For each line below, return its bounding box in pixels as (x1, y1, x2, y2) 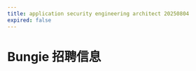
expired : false (7, 17, 52, 24)
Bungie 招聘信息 (7, 49, 101, 65)
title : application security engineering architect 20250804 (7, 10, 190, 17)
